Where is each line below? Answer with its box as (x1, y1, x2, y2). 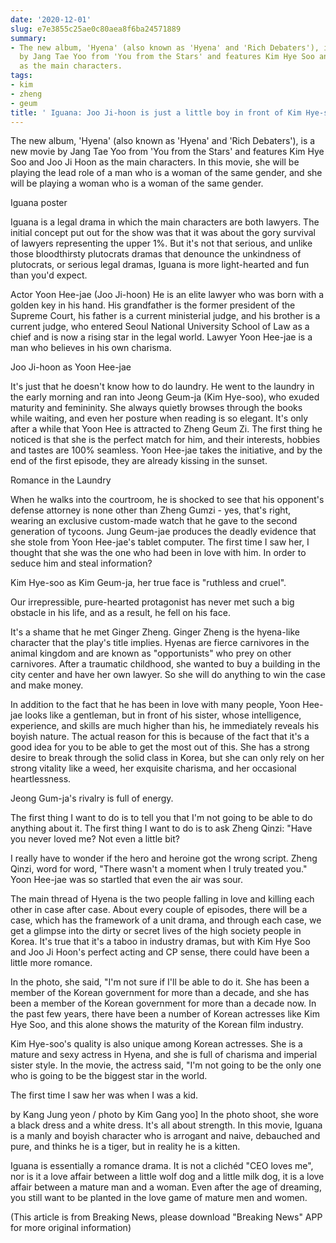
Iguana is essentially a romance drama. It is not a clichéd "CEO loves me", (10, 1160, 314, 1172)
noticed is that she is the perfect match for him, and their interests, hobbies (10, 434, 321, 446)
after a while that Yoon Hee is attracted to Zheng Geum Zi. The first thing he (10, 423, 323, 435)
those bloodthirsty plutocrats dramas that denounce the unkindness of (10, 248, 302, 260)
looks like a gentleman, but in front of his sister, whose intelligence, (24, 709, 302, 721)
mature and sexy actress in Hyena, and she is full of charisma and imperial (10, 1049, 318, 1061)
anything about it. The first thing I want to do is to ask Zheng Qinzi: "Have (10, 822, 313, 835)
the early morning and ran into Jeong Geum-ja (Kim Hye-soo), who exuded (10, 391, 320, 403)
